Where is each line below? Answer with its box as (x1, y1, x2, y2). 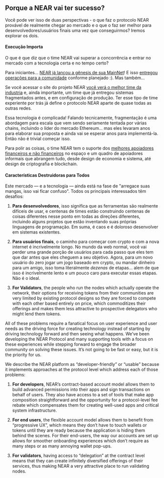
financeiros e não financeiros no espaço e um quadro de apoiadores (5, 150, 143, 156)
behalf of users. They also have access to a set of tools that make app (12, 392, 154, 398)
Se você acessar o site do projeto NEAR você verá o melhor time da (5, 85, 142, 90)
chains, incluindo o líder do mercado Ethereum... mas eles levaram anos (5, 125, 150, 131)
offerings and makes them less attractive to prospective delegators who (12, 306, 158, 312)
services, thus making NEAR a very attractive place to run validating (12, 463, 149, 469)
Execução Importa (5, 44, 43, 50)
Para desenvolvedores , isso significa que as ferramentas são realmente (12, 203, 158, 209)
